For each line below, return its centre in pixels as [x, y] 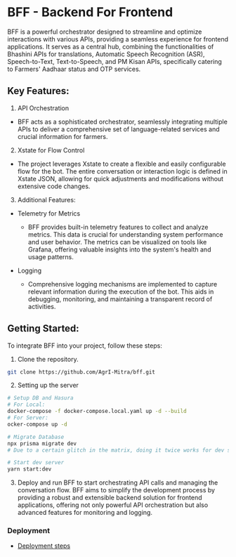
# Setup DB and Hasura [40, 398]
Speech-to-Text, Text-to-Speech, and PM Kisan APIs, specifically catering [115, 61]
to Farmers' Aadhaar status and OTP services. [74, 69]
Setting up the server [48, 385]
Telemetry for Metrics [49, 213]
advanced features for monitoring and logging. [85, 513]
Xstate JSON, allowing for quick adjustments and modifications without [120, 178]
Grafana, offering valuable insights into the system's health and [119, 249]
